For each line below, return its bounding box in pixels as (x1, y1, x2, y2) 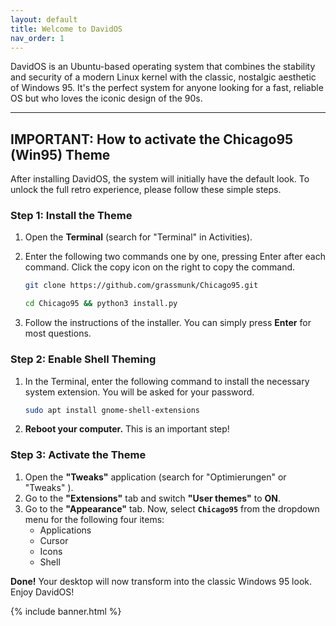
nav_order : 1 (10, 33, 65, 43)
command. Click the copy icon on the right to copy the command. (24, 261, 296, 273)
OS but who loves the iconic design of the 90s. (10, 92, 203, 105)
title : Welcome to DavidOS (10, 24, 123, 34)
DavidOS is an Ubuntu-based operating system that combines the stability (10, 61, 316, 73)
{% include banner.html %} (10, 605, 122, 617)
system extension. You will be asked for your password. (24, 386, 255, 398)
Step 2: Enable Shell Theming (10, 352, 157, 366)
